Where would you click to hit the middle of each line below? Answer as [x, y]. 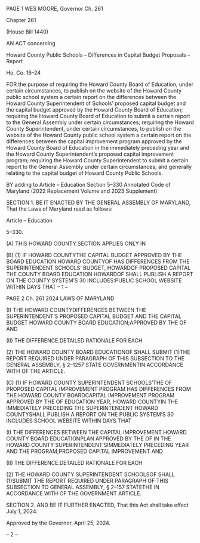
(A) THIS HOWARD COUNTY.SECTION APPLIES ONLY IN [76, 243]
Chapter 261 [21, 20]
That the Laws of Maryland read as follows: [59, 209]
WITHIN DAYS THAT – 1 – [37, 287]
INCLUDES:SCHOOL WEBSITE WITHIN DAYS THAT [69, 421]
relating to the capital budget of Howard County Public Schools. [84, 173]
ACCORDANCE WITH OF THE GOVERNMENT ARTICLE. [74, 493]
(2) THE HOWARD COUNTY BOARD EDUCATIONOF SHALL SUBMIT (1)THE [98, 352]
